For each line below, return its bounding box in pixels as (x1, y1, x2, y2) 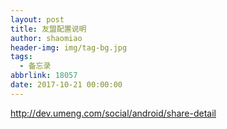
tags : (10, 52, 33, 62)
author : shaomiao (10, 33, 83, 43)
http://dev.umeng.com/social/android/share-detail (10, 107, 217, 119)
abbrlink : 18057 (10, 71, 78, 81)
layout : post (10, 14, 65, 25)
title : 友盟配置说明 (10, 24, 87, 34)
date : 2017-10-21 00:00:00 (10, 80, 123, 90)
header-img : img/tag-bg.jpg (10, 42, 128, 53)
